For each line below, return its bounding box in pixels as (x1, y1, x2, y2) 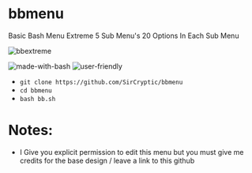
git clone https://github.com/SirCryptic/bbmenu (19, 78, 183, 86)
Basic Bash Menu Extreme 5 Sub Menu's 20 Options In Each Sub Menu (8, 31, 239, 40)
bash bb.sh (19, 95, 56, 103)
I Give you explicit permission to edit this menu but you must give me (19, 147, 244, 156)
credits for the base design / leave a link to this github (19, 156, 195, 165)
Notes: (8, 122, 54, 139)
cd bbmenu (19, 86, 53, 95)
